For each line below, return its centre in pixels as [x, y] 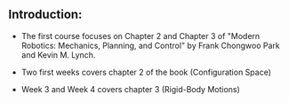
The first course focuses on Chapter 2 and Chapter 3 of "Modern [140, 36]
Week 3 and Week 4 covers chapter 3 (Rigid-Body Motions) [131, 89]
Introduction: [45, 15]
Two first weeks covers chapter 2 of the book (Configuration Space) [146, 72]
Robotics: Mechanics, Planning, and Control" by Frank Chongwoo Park [151, 45]
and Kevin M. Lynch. [58, 55]
